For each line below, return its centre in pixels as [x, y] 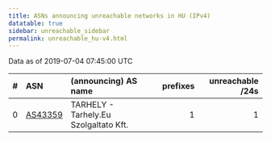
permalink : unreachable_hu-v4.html [68, 38]
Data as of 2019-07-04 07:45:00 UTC [71, 61]
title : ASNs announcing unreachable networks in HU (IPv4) [110, 16]
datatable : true [35, 23]
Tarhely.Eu [91, 115]
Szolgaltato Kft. [100, 125]
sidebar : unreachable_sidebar [59, 31]
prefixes [179, 86]
